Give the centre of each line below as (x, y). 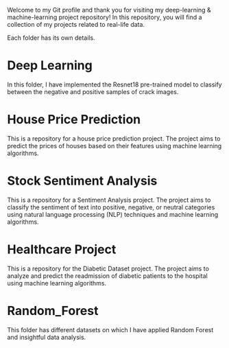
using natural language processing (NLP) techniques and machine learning (113, 214)
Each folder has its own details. (51, 38)
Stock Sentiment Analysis (82, 181)
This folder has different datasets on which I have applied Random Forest (110, 329)
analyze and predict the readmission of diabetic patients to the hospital (107, 276)
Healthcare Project (62, 249)
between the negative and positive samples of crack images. (93, 91)
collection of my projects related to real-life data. (76, 24)
